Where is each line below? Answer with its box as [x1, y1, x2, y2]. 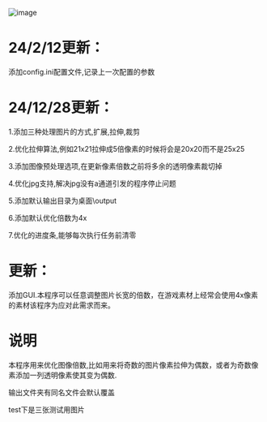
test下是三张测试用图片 [8, 404, 85, 414]
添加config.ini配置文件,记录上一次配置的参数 [8, 67, 155, 76]
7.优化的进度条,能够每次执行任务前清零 [8, 230, 137, 239]
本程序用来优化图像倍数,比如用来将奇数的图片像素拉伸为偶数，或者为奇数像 [8, 360, 259, 369]
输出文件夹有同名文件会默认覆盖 [8, 387, 115, 397]
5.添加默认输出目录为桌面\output [8, 196, 117, 205]
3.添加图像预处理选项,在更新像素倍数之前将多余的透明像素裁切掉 [8, 161, 222, 170]
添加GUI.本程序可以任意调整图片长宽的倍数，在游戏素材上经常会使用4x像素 [8, 290, 259, 299]
